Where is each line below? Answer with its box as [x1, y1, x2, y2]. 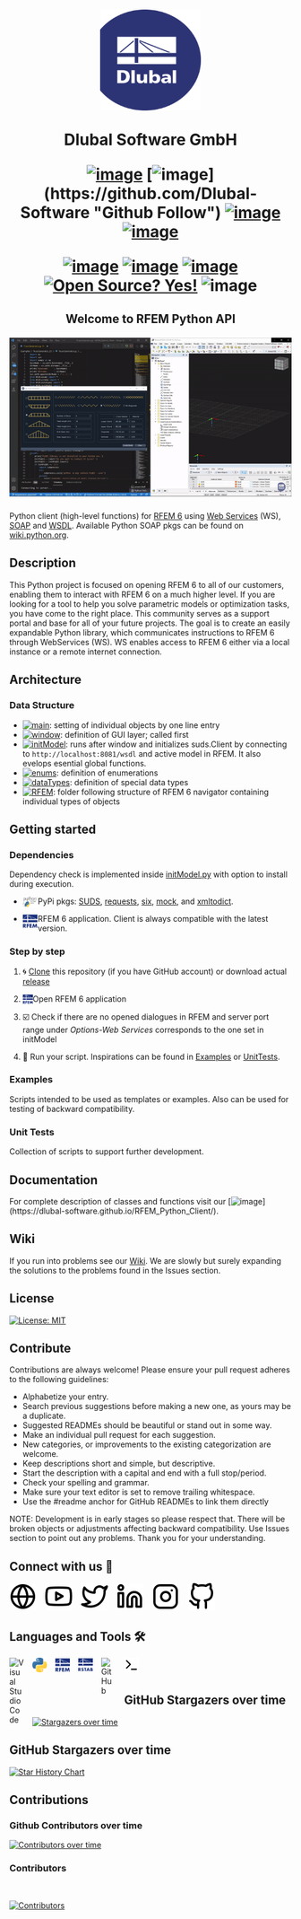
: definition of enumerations [56, 767, 159, 778]
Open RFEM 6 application [32, 993, 127, 1004]
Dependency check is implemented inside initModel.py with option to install [9, 869, 288, 880]
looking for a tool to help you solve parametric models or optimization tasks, [9, 598, 289, 609]
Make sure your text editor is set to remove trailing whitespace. [21, 1486, 255, 1498]
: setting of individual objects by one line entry [48, 719, 220, 731]
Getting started [9, 821, 97, 837]
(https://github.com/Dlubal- [43, 184, 258, 204]
